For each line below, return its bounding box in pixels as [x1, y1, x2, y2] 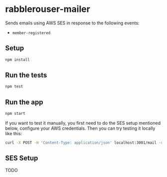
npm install [5, 57, 30, 62]
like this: [5, 131, 22, 136]
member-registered [12, 30, 51, 35]
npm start [5, 111, 26, 116]
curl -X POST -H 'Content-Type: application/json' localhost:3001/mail [5, 140, 157, 145]
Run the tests [5, 71, 47, 80]
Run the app [5, 98, 43, 106]
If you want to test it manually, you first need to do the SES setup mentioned [5, 120, 161, 126]
